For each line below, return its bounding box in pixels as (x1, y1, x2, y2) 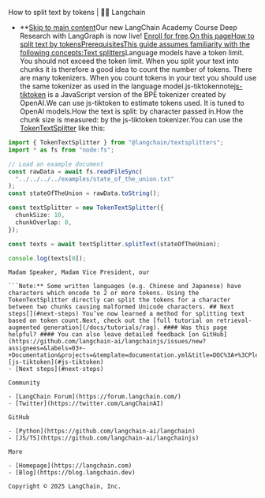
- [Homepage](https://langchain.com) (8, 462, 132, 470)
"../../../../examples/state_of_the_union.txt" (15, 174, 175, 183)
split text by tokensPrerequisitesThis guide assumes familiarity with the (19, 39, 251, 49)
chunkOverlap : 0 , (15, 218, 73, 227)
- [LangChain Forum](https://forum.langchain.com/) (8, 393, 181, 401)
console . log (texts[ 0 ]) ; (8, 254, 87, 262)
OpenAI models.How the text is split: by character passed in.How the (19, 107, 244, 116)
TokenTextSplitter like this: (19, 123, 105, 133)
